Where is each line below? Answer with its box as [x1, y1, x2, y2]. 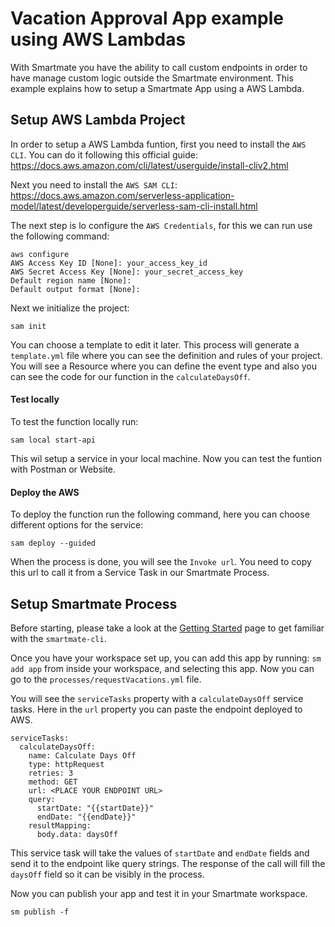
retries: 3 [28, 768, 74, 778]
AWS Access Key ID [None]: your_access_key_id [10, 258, 208, 268]
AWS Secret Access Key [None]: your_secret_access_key [10, 267, 244, 277]
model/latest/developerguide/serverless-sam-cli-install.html [10, 200, 258, 212]
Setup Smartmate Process [10, 595, 178, 612]
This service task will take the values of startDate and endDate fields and [10, 847, 310, 859]
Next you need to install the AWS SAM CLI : [10, 178, 178, 191]
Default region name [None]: [10, 275, 132, 286]
